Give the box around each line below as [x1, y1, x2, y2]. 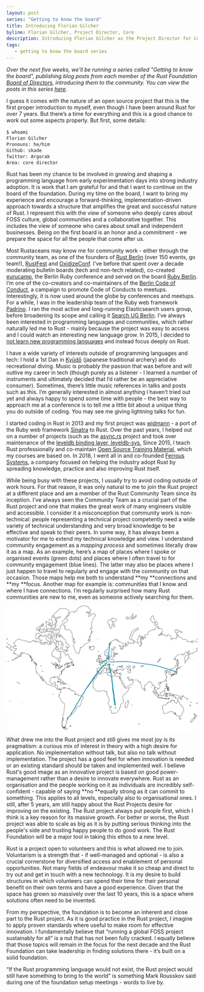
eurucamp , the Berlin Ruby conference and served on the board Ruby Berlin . [6, 273, 198, 280]
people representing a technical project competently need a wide [32, 515, 195, 523]
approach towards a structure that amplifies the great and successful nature [6, 202, 197, 210]
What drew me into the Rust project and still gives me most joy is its [6, 736, 175, 743]
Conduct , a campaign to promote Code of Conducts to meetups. [6, 285, 168, 293]
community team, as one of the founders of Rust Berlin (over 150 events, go [6, 253, 195, 260]
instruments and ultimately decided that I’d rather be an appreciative [6, 375, 177, 382]
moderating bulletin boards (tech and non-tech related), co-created [6, 266, 175, 274]
